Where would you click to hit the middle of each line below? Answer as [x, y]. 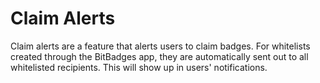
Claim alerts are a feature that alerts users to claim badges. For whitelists [160, 46]
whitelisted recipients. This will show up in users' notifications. [139, 67]
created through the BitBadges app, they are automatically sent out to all [159, 56]
